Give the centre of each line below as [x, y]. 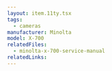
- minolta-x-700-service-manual [59, 51]
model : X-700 [26, 39]
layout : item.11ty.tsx [39, 13]
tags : [15, 20]
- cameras [27, 26]
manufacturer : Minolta [39, 32]
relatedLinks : [27, 57]
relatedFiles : [27, 45]
